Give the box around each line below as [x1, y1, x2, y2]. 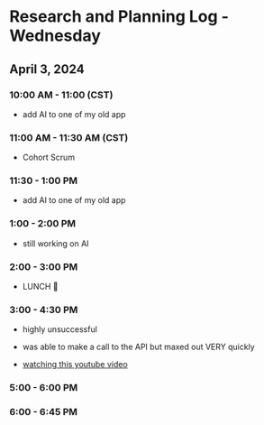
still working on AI [22, 237, 89, 249]
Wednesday [9, 25, 102, 46]
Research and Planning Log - [9, 6, 230, 27]
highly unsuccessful [22, 324, 97, 335]
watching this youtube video [22, 359, 128, 370]
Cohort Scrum [22, 152, 75, 163]
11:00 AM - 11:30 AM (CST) [9, 131, 129, 143]
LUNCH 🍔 [22, 282, 59, 292]
